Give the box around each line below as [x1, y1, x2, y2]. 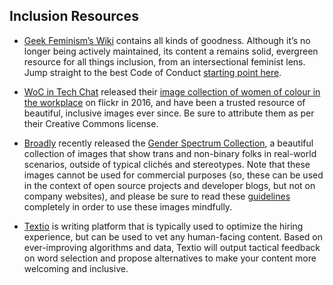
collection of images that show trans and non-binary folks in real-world [23, 147, 317, 159]
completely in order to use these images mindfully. [23, 200, 233, 213]
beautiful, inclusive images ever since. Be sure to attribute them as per [23, 107, 315, 119]
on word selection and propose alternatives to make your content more [23, 252, 317, 264]
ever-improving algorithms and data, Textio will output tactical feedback [23, 241, 321, 253]
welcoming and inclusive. [23, 262, 129, 274]
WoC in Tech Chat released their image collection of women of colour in [23, 85, 321, 98]
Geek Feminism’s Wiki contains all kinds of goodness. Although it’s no [23, 34, 311, 46]
